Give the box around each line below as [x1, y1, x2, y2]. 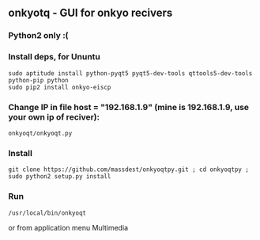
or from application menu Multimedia [8, 223, 129, 232]
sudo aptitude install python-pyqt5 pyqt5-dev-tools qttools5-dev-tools [8, 69, 253, 78]
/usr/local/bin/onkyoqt [8, 209, 87, 217]
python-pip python [8, 76, 69, 84]
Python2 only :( [8, 30, 69, 41]
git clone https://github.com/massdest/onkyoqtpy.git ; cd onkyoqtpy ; [8, 166, 249, 173]
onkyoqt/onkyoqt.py [8, 129, 73, 137]
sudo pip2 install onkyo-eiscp [8, 83, 111, 91]
